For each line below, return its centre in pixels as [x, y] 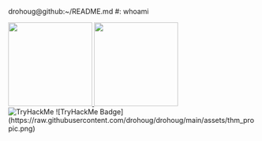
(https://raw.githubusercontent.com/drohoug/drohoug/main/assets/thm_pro [131, 120]
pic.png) [22, 128]
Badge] [112, 112]
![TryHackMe [77, 112]
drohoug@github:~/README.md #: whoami [79, 11]
